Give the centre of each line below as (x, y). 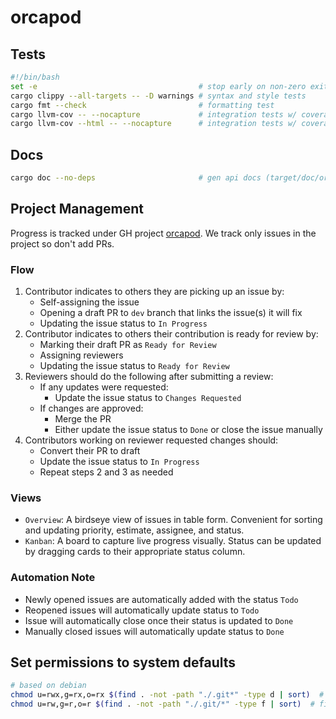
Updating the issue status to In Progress (123, 323)
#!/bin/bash (35, 77)
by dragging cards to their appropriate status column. (135, 552)
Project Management (77, 209)
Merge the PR (83, 419)
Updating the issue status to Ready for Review (134, 366)
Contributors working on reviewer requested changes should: (151, 440)
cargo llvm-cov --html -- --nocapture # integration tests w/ (154, 124)
